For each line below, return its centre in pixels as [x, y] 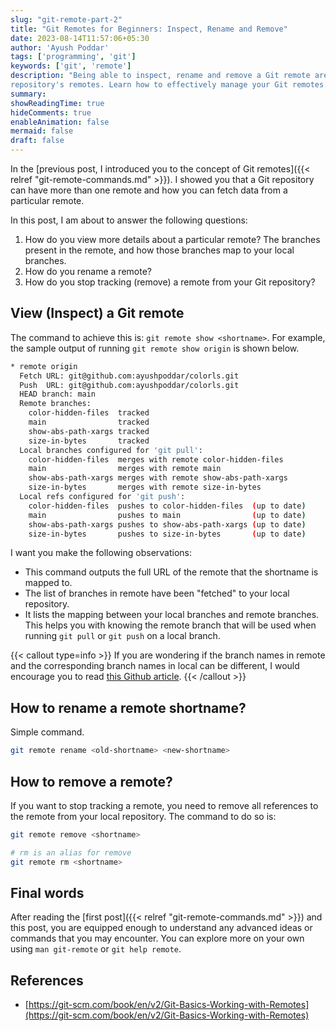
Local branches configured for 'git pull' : [111, 450]
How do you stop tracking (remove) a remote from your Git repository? [170, 282]
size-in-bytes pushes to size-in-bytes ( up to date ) [167, 534]
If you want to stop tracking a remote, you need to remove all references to [164, 805]
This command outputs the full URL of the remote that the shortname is [171, 572]
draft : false [37, 141]
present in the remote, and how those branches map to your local [159, 250]
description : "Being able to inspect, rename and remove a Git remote [160, 76]
